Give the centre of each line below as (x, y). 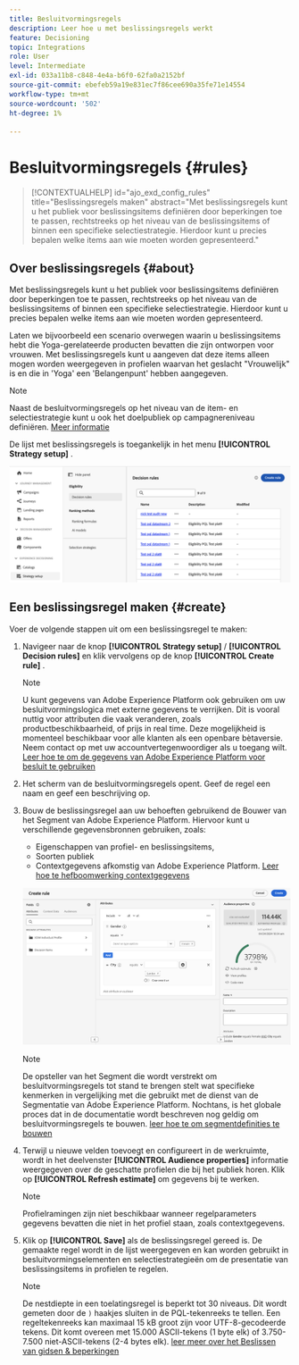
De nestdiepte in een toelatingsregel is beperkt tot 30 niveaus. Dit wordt (154, 1303)
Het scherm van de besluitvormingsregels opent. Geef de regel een (146, 783)
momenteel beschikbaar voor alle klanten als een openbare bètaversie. (152, 738)
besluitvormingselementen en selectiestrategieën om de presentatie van (155, 1259)
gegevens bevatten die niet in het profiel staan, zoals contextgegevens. (154, 1223)
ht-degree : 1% (36, 113)
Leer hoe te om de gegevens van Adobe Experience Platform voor (144, 757)
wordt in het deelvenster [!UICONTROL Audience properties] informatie (155, 1160)
